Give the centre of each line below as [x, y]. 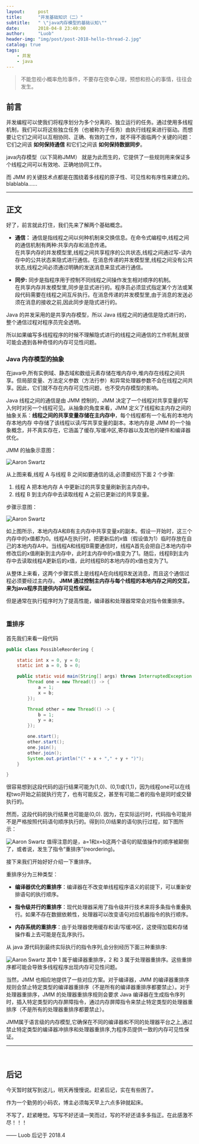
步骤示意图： [22, 507]
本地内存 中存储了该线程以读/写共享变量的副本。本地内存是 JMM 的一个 [98, 423]
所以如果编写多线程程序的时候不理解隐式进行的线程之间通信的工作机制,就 [95, 335]
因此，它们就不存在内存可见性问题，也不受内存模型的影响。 [89, 388]
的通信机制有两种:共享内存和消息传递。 [62, 245]
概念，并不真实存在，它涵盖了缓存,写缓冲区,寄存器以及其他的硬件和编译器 [101, 430]
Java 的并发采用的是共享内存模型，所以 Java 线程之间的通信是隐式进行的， [98, 315]
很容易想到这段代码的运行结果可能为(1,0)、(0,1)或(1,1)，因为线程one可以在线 [98, 787]
